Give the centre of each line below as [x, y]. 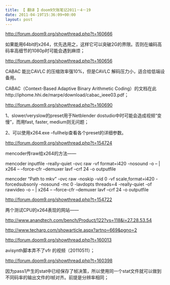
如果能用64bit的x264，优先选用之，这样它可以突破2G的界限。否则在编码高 [84, 44]
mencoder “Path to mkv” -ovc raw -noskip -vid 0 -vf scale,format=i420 [80, 179]
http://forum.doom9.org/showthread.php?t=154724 [59, 143]
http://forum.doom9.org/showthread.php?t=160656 [59, 61]
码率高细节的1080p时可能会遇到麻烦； [45, 51]
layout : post [19, 19]
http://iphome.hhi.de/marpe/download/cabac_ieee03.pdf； [67, 95]
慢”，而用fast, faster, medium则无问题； [47, 122]
